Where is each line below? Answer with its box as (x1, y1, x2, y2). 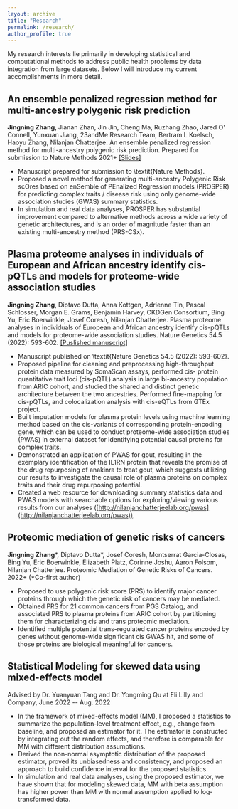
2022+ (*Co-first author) (7, 573, 81, 581)
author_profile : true (7, 30, 72, 38)
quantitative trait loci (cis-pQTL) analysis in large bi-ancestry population (17, 374, 229, 383)
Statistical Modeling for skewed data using (7, 660, 201, 672)
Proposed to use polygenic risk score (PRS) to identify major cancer (17, 586, 217, 595)
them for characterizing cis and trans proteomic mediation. (17, 617, 190, 625)
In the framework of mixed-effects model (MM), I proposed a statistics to (17, 712, 232, 720)
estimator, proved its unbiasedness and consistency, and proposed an (17, 757, 223, 766)
